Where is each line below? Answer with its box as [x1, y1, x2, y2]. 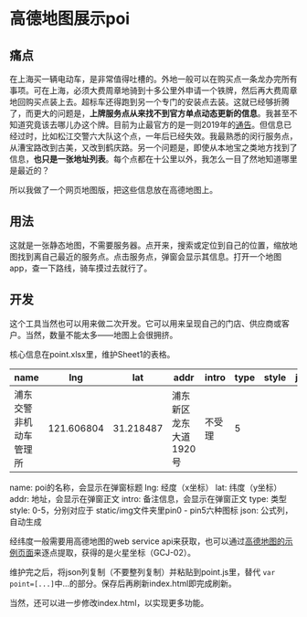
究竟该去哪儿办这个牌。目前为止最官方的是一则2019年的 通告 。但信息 [25, 120, 284, 130]
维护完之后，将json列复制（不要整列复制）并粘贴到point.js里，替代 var [9, 566, 276, 577]
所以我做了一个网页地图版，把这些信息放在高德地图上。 [9, 185, 217, 195]
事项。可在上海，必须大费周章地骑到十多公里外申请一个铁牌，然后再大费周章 [9, 85, 298, 96]
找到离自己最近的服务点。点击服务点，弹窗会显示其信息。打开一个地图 [16, 250, 281, 261]
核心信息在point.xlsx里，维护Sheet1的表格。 [9, 348, 175, 359]
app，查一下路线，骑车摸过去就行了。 [9, 262, 153, 273]
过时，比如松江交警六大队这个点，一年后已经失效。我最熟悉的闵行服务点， [16, 131, 298, 142]
